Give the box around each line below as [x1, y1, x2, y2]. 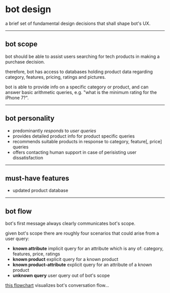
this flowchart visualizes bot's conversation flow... [5, 282, 109, 288]
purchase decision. [5, 58, 46, 64]
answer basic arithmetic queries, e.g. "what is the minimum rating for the [5, 89, 157, 95]
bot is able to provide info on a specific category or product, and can [5, 84, 149, 90]
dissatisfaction [12, 154, 44, 160]
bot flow [5, 207, 32, 215]
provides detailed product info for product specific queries [12, 133, 135, 139]
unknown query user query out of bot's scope [12, 273, 110, 279]
